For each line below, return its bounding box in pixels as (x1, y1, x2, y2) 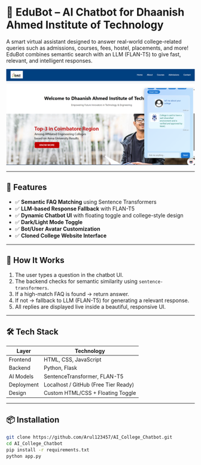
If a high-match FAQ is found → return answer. (14, 290, 130, 297)
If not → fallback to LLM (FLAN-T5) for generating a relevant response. (14, 297, 190, 304)
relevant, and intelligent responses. (6, 57, 93, 64)
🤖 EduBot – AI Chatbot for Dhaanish (6, 5, 185, 19)
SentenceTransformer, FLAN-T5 (44, 373, 124, 380)
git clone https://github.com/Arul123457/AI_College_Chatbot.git (6, 434, 172, 440)
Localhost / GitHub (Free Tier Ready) (44, 381, 135, 388)
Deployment (8, 381, 39, 388)
